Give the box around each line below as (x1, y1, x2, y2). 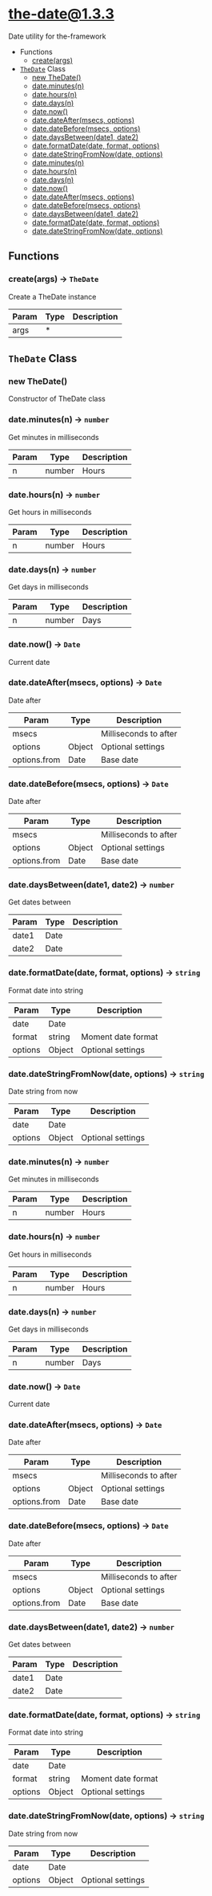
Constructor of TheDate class (8, 394, 106, 404)
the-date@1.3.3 (8, 5, 114, 23)
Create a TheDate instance (8, 292, 97, 301)
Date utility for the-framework (8, 31, 106, 41)
